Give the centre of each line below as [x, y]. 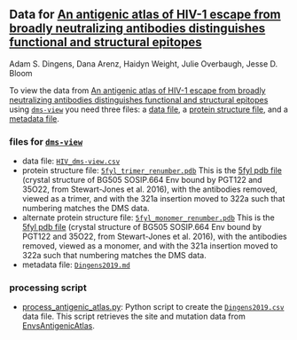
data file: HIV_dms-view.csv [71, 161]
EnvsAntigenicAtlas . [59, 326]
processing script [48, 288]
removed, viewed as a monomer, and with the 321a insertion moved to [150, 246]
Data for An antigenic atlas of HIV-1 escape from [145, 15]
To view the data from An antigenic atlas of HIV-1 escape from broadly [137, 90]
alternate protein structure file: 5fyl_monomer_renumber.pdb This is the [148, 217]
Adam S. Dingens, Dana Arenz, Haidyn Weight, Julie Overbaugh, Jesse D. [144, 63]
